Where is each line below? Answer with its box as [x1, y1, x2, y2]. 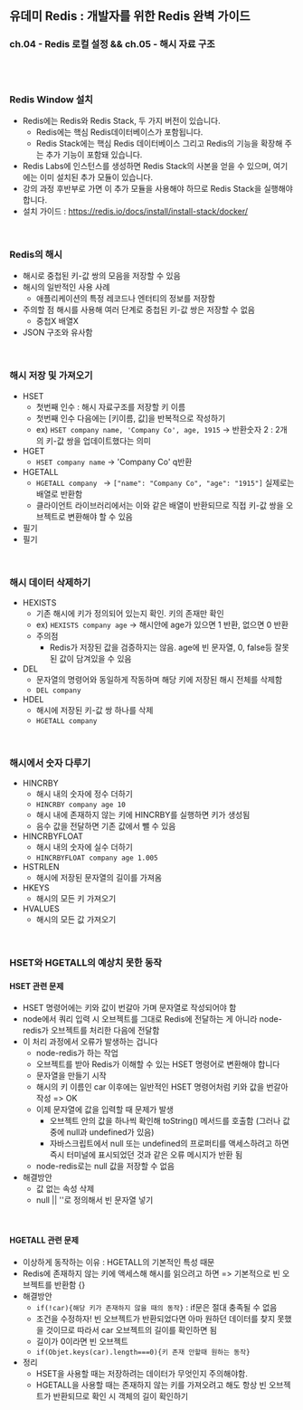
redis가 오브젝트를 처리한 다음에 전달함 [22, 1025, 160, 1036]
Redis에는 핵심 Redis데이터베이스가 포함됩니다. [35, 126, 204, 138]
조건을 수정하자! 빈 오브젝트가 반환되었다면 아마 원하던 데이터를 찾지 [35, 1313, 276, 1324]
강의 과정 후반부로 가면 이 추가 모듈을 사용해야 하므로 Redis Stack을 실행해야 [22, 183, 294, 194]
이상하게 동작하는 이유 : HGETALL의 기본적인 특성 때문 [22, 1256, 215, 1267]
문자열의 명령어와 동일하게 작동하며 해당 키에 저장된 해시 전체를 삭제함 [35, 673, 283, 685]
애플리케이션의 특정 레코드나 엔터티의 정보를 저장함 [35, 293, 215, 304]
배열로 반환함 [35, 488, 83, 500]
